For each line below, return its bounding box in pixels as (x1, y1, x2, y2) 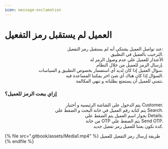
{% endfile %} (5, 138, 34, 144)
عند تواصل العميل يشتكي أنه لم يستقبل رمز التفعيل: (67, 46, 163, 52)
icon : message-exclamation (5, 7, 61, 13)
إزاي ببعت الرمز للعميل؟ (5, 90, 57, 97)
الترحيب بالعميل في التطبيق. (110, 51, 163, 57)
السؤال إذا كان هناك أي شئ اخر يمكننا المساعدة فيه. (65, 72, 163, 79)
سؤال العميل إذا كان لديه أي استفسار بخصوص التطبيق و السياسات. (38, 67, 163, 73)
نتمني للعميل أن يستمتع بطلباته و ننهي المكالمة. (75, 78, 163, 84)
